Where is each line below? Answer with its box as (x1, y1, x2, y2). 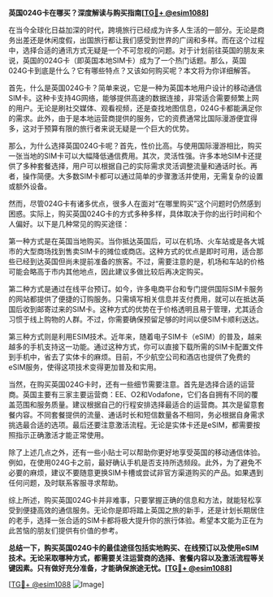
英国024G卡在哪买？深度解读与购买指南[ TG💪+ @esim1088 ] (8, 8, 210, 17)
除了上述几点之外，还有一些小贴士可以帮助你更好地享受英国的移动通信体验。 (8, 448, 265, 457)
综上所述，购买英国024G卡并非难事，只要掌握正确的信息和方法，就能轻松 (8, 495, 255, 504)
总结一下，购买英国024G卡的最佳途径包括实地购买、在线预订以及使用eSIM (8, 543, 259, 552)
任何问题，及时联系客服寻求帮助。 (8, 478, 123, 487)
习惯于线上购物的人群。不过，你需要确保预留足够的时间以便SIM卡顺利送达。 (8, 314, 264, 324)
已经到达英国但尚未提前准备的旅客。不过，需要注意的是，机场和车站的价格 (15, 257, 265, 266)
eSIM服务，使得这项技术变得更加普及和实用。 (8, 362, 161, 372)
